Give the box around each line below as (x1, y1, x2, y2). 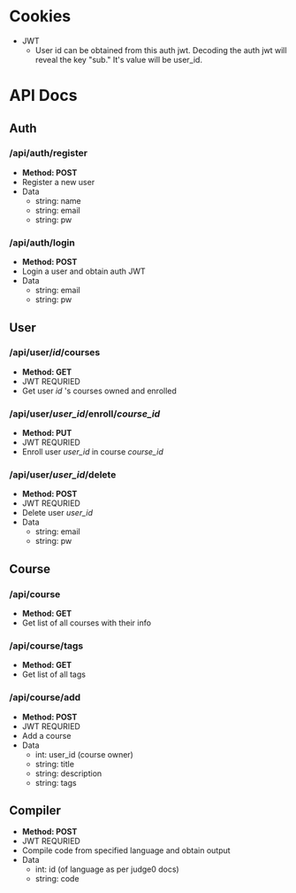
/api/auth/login (9, 237, 75, 249)
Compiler (9, 804, 62, 819)
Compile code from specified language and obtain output (21, 845, 231, 856)
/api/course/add (9, 691, 81, 703)
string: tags (34, 777, 77, 788)
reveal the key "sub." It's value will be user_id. (34, 54, 203, 65)
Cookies (9, 6, 72, 27)
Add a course (21, 730, 72, 741)
